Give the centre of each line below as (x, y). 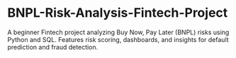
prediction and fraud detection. (53, 47)
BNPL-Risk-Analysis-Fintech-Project (118, 13)
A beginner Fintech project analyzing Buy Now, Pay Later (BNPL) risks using (118, 32)
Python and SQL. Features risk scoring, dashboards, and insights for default (118, 39)
